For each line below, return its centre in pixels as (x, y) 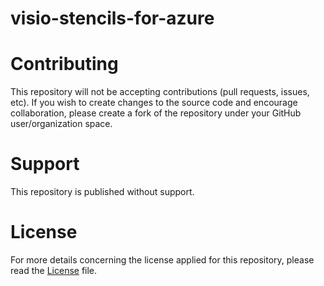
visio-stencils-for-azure (112, 18)
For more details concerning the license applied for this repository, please (162, 260)
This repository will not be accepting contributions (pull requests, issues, (160, 92)
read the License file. (54, 270)
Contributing (64, 64)
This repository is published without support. (102, 192)
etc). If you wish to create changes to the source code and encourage (154, 103)
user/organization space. (61, 124)
